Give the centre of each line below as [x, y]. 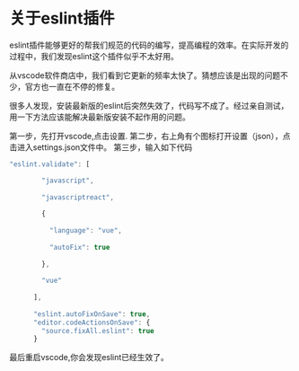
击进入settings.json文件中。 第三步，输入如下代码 [101, 147]
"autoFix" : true [79, 247]
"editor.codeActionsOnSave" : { [92, 322]
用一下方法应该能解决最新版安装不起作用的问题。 [100, 117]
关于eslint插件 [62, 18]
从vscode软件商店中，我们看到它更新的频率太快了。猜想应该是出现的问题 [145, 75]
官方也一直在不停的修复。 [72, 86]
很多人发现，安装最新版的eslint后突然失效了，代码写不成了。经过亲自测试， [149, 105]
